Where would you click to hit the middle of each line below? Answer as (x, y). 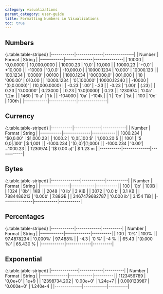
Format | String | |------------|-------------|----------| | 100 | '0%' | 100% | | (81, 233)
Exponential (24, 259)
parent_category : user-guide (35, 14)
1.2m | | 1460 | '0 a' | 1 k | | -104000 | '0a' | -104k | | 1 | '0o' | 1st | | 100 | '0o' (81, 96)
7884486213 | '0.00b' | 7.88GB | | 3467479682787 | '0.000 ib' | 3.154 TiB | (80, 196)
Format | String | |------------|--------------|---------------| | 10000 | (74, 60)
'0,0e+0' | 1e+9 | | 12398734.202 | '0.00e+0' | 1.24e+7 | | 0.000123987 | (77, 281)
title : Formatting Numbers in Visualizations (52, 18)
